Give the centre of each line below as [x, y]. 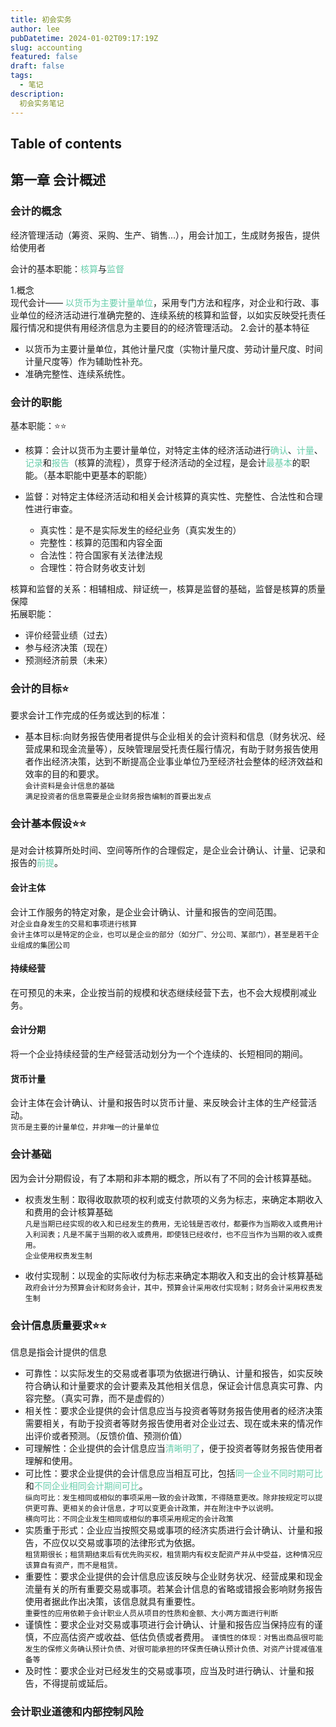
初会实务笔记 [42, 103]
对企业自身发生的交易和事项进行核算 [74, 924]
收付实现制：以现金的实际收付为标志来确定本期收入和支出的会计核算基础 [173, 1275]
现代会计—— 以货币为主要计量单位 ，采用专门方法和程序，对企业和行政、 [160, 302]
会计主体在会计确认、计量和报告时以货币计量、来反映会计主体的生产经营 [159, 1103]
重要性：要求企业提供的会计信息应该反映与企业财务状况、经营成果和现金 [173, 1576]
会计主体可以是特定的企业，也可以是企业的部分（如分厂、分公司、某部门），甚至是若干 [161, 934]
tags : [21, 76]
